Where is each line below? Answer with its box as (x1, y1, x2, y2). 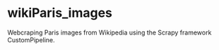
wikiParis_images (7, 5, 113, 21)
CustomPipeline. (7, 35, 55, 44)
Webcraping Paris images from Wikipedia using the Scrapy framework (7, 28, 212, 37)
